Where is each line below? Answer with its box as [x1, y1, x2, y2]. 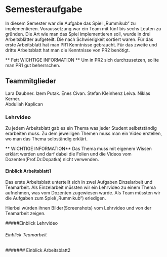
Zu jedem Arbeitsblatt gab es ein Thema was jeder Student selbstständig [5, 125, 157, 131]
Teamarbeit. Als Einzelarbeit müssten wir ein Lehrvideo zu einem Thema [5, 184, 156, 190]
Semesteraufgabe [5, 4, 82, 15]
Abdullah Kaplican [5, 101, 43, 107]
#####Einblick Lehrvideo [5, 220, 58, 226]
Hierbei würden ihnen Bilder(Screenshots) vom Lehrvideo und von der [5, 205, 152, 211]
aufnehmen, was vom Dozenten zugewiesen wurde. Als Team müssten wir [5, 190, 161, 196]
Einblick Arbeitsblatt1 [5, 168, 52, 174]
